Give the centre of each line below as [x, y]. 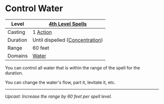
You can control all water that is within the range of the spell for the [72, 68]
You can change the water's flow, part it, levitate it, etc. [60, 82]
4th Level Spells [68, 24]
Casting [16, 32]
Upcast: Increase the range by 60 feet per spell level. [59, 96]
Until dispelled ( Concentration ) [68, 40]
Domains [18, 55]
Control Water [34, 9]
